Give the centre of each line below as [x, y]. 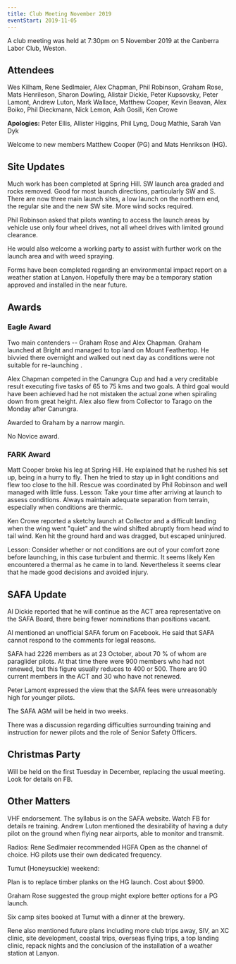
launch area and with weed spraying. [61, 256]
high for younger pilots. [41, 697]
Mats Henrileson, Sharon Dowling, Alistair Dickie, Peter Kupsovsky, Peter [113, 95]
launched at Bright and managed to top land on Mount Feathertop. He [108, 350]
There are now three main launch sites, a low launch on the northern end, [114, 199]
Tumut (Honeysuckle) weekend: [54, 868]
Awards [25, 307]
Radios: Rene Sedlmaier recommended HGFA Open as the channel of [107, 847]
